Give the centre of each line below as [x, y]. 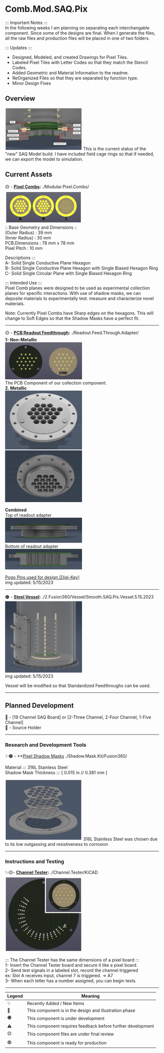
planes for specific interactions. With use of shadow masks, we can [73, 293]
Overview [20, 99]
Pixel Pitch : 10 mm [24, 248]
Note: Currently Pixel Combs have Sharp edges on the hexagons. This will [79, 313]
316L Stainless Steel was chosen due [120, 839]
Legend [15, 996]
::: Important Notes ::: [26, 23]
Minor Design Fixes [31, 83]
